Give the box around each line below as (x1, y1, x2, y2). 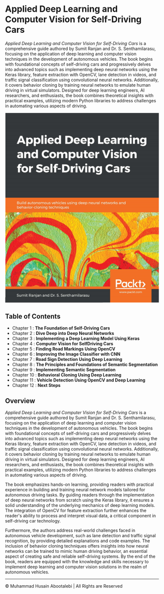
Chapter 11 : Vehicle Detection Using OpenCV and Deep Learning (12, 377, 145, 383)
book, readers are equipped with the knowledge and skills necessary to (5, 559, 149, 565)
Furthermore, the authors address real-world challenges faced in (5, 527, 136, 533)
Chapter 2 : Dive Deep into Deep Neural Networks (12, 331, 115, 336)
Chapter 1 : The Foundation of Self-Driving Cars (12, 325, 110, 331)
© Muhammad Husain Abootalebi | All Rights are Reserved (5, 583, 123, 589)
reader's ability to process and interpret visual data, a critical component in (5, 513, 156, 519)
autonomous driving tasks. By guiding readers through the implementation (5, 492, 155, 498)
